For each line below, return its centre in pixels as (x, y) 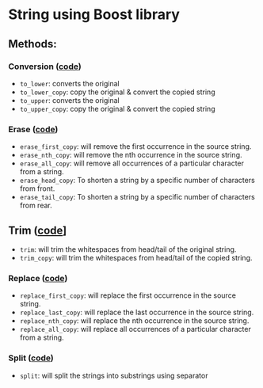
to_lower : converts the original (70, 83)
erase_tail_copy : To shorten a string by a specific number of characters (137, 197)
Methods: (32, 44)
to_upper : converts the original (70, 100)
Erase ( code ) (33, 129)
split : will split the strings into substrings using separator (114, 375)
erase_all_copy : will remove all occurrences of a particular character (131, 163)
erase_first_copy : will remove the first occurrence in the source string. (135, 146)
